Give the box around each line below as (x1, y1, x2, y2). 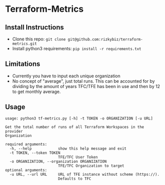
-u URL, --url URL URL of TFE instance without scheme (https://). (9, 172, 160, 177)
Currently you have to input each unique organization (12, 73, 121, 79)
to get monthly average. (12, 89, 61, 94)
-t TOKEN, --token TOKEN (9, 150, 61, 155)
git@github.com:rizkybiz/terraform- (67, 37, 143, 42)
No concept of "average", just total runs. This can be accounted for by (12, 78, 155, 84)
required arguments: (5, 142, 48, 147)
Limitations (5, 60, 40, 68)
